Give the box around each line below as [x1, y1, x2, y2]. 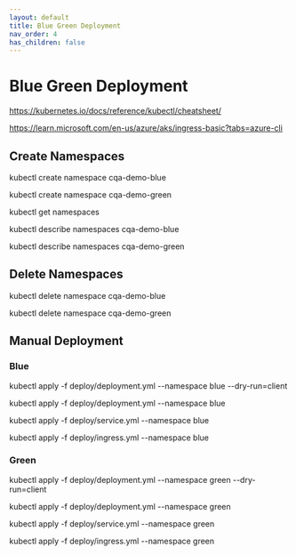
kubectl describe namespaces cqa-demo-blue [9, 224, 180, 234]
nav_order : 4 [9, 29, 58, 38]
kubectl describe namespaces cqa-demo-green [9, 241, 185, 252]
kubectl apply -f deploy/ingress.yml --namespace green [9, 535, 215, 546]
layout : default [9, 12, 69, 22]
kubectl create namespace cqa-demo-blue [9, 173, 167, 182]
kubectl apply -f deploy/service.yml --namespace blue [9, 414, 210, 425]
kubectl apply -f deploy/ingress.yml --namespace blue [9, 432, 209, 443]
